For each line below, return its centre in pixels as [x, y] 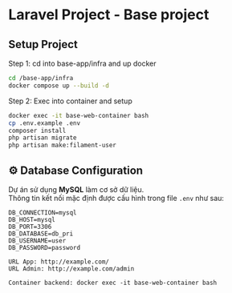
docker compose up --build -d [59, 86]
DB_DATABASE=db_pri [41, 234]
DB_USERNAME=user [37, 241]
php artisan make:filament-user [62, 146]
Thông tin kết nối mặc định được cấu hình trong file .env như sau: [116, 198]
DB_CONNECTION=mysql [43, 213]
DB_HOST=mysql [32, 219]
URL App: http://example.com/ [59, 262]
